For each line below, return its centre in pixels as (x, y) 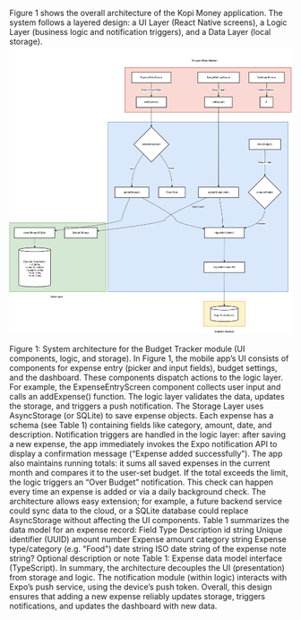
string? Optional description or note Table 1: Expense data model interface (146, 558)
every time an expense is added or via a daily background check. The (138, 492)
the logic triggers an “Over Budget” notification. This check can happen (142, 482)
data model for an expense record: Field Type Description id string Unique (146, 530)
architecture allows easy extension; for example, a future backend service (146, 502)
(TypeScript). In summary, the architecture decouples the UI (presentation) (147, 568)
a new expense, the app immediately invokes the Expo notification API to (143, 444)
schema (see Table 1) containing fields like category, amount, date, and (141, 426)
